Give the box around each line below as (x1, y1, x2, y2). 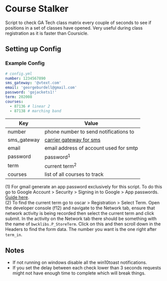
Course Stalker (5, 3, 68, 15)
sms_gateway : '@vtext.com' (5, 81, 61, 86)
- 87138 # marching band (9, 108, 61, 113)
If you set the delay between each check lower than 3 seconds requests (12, 264, 161, 270)
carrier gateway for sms (44, 136, 101, 143)
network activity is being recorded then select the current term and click (5, 210, 154, 216)
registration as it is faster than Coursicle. (5, 30, 89, 36)
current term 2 (44, 161, 77, 170)
